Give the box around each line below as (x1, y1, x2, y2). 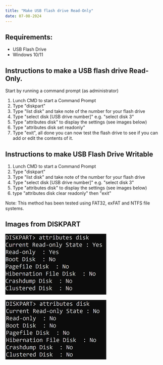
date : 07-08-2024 (5, 13, 42, 19)
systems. (5, 205, 24, 211)
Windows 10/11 (12, 52, 43, 58)
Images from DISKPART (5, 220, 81, 229)
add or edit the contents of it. (12, 135, 73, 141)
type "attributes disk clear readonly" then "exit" (12, 190, 112, 196)
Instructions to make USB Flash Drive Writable (5, 150, 153, 158)
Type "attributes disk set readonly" (12, 125, 85, 131)
